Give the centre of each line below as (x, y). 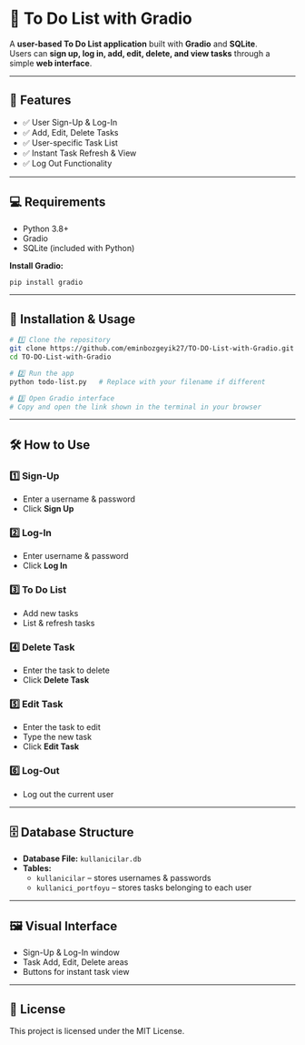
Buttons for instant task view (76, 972)
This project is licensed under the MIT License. (97, 1030)
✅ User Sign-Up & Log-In (70, 122)
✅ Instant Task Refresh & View (79, 153)
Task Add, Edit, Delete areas (75, 962)
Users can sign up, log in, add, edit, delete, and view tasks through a (140, 53)
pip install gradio (46, 282)
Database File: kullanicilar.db (82, 858)
